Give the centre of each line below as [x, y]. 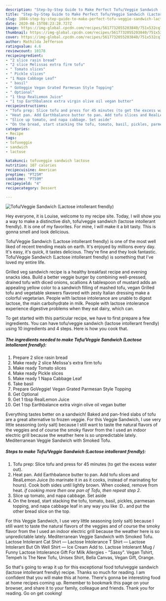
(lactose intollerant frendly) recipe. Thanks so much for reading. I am [75, 572]
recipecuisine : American [31, 170]
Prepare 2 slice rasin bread [40, 357]
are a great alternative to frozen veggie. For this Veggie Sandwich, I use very [83, 419]
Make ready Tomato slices [39, 368]
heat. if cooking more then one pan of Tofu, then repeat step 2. [77, 490]
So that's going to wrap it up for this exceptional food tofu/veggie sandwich [82, 567]
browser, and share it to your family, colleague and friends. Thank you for [80, 588]
